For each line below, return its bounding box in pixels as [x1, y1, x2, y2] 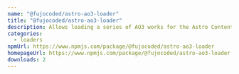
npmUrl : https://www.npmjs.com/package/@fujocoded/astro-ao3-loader [7, 43, 215, 50]
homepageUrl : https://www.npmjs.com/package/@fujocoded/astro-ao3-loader [7, 50, 231, 57]
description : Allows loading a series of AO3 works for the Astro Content [7, 23, 234, 30]
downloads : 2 [7, 56, 46, 63]
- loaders [14, 37, 43, 44]
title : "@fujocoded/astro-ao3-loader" [7, 17, 122, 24]
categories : [7, 30, 43, 37]
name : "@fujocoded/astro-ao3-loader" [7, 10, 119, 18]
